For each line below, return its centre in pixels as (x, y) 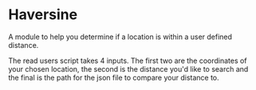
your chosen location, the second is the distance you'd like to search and (128, 68)
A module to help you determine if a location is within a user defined (120, 37)
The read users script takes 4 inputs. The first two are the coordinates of (128, 61)
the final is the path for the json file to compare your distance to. (114, 77)
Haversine (43, 15)
